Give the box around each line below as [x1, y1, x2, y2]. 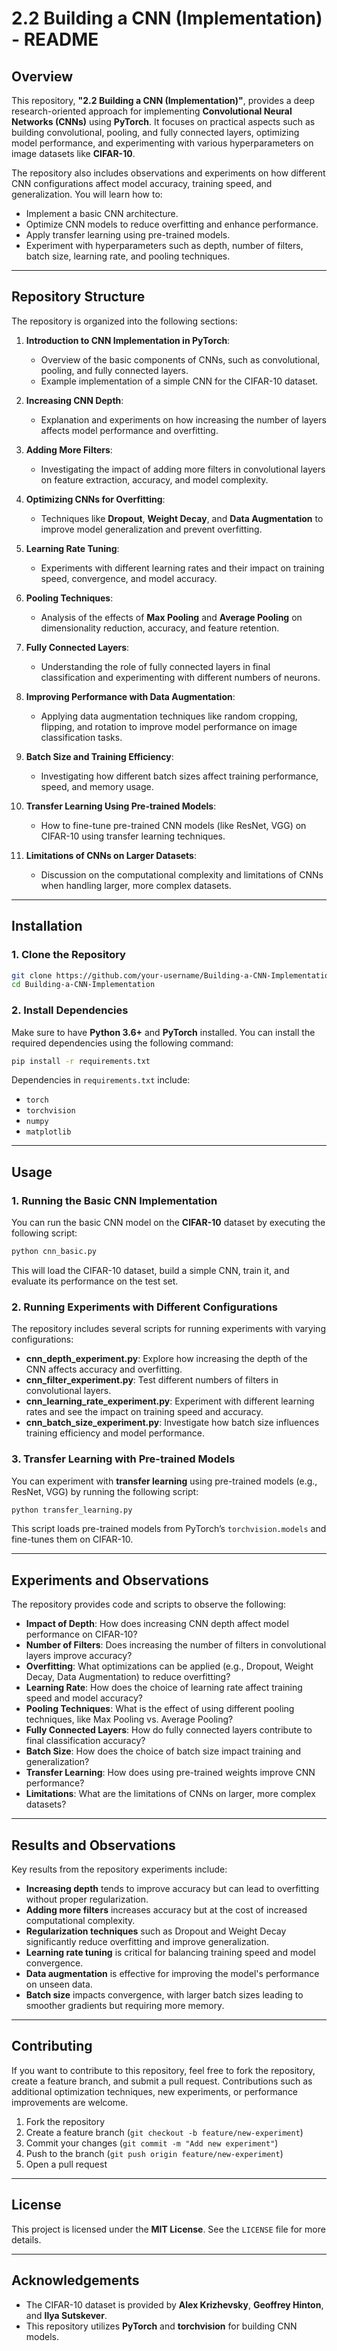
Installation [11, 918, 83, 935]
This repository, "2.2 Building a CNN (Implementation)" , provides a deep [11, 95, 316, 106]
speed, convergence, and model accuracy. [40, 572, 218, 584]
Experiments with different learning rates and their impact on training [40, 562, 325, 574]
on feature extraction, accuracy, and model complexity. [40, 473, 269, 486]
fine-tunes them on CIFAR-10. [11, 1533, 134, 1546]
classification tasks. [40, 731, 123, 743]
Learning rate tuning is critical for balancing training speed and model [25, 1947, 316, 1959]
